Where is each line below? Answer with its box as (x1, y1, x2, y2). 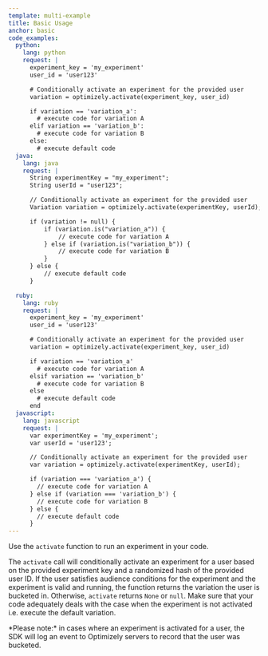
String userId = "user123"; (29, 181, 124, 190)
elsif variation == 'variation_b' (29, 372, 145, 380)
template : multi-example (8, 11, 91, 20)
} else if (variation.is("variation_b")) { (43, 240, 191, 248)
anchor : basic (8, 26, 56, 34)
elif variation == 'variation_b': (29, 122, 145, 130)
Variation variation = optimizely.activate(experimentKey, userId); (29, 204, 262, 211)
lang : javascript (22, 417, 81, 425)
